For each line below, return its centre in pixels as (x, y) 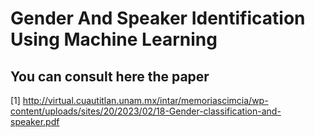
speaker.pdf (35, 121)
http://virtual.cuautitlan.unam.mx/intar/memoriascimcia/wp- (145, 100)
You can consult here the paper (110, 76)
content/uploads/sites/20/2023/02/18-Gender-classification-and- (146, 111)
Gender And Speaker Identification (158, 18)
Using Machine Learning (114, 39)
